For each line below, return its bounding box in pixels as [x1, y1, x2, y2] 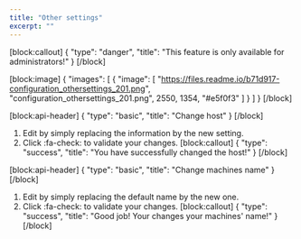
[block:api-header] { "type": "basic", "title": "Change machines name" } [9, 164, 276, 175]
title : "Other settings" [9, 13, 103, 23]
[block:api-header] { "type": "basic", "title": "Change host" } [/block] [9, 110, 264, 121]
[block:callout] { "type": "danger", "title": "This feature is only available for [9, 46, 285, 57]
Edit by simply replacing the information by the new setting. [22, 127, 244, 138]
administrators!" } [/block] [9, 56, 107, 67]
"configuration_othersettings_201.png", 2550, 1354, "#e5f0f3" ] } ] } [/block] [9, 92, 293, 104]
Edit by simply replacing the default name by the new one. [22, 191, 240, 202]
